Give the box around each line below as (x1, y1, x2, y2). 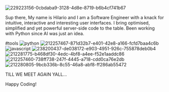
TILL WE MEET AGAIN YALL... (5, 71, 67, 77)
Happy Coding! (5, 81, 37, 87)
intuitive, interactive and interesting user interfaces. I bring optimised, (5, 20, 150, 26)
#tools (5, 40, 19, 46)
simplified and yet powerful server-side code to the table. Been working (5, 25, 155, 31)
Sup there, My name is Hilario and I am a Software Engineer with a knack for (5, 15, 164, 20)
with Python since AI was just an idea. (5, 31, 85, 36)
